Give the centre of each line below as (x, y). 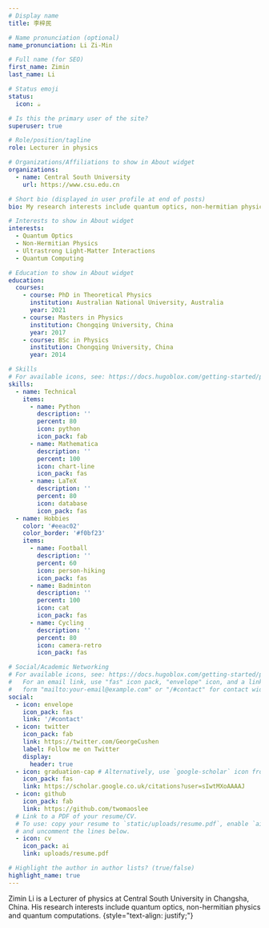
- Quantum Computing (50, 258)
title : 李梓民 (30, 23)
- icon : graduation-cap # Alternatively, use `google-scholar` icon (132, 772)
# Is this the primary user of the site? (78, 118)
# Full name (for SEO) (46, 60)
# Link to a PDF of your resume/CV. (76, 816)
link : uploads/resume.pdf (66, 854)
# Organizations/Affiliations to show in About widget (102, 162)
